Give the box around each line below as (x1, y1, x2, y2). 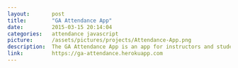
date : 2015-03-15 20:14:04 (7, 23, 113, 30)
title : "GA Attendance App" (7, 17, 113, 24)
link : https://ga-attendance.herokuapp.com (7, 50, 163, 57)
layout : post (7, 10, 65, 18)
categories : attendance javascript (7, 30, 119, 38)
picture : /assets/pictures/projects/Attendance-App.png (7, 37, 192, 44)
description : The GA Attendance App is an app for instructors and (7, 43, 214, 50)
